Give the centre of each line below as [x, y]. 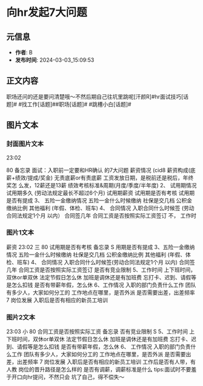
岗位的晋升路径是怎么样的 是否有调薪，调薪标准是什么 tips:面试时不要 [105, 370]
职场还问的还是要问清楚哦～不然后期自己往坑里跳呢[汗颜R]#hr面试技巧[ [95, 96]
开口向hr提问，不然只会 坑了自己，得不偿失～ [68, 377]
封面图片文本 [25, 144]
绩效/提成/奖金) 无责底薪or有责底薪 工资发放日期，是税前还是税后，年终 [104, 178]
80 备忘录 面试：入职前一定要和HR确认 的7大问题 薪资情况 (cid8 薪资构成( [98, 170]
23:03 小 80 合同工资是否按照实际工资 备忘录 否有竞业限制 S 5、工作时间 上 [101, 331]
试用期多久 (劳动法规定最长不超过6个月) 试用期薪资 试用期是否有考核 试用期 [101, 193]
